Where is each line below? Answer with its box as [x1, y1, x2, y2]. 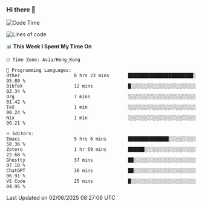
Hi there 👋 [6, 5, 36, 14]
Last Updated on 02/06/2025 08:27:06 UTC [6, 194, 116, 202]
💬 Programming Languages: [6, 68, 71, 74]
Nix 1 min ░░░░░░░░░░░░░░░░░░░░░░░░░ [6, 115, 197, 121]
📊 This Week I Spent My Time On [6, 43, 92, 50]
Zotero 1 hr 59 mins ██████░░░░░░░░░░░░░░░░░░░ [6, 147, 197, 153]
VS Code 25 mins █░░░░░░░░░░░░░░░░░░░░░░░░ [6, 178, 197, 185]
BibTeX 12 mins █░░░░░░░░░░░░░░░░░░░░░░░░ [6, 83, 197, 89]
